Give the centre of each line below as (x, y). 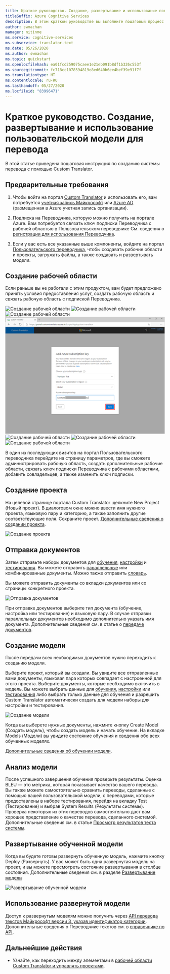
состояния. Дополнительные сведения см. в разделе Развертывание (80, 872)
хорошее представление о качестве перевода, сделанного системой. (81, 817)
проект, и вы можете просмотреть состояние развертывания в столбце (83, 867)
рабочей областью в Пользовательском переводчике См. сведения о (88, 228)
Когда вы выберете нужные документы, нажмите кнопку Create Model (82, 725)
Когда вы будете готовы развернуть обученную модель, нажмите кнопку (85, 856)
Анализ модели (31, 767)
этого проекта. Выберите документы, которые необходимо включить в (82, 684)
